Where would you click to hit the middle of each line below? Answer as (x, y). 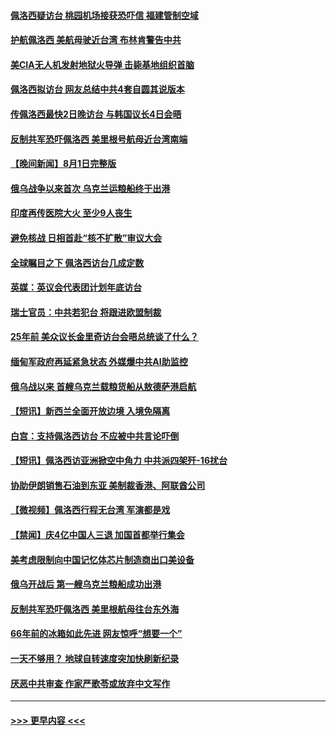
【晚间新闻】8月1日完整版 (63, 164)
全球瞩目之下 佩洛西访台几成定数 (77, 262)
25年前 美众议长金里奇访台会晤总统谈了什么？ (104, 337)
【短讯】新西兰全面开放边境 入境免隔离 (90, 411)
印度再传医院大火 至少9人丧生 (71, 213)
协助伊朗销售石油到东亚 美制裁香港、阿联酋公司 (108, 485)
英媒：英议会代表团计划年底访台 (76, 287)
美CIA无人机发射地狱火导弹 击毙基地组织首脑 (102, 64)
